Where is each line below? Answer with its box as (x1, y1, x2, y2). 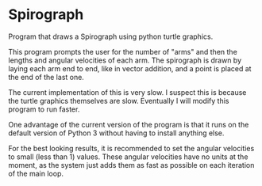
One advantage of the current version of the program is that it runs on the (8, 120, 249, 129)
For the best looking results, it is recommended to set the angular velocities (8, 143, 255, 153)
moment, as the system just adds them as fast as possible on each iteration (8, 160, 255, 169)
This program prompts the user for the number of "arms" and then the (8, 47, 238, 56)
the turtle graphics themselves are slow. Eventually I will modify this (8, 96, 229, 105)
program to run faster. (8, 104, 80, 114)
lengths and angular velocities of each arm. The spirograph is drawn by (8, 55, 242, 65)
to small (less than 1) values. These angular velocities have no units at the (8, 152, 249, 161)
